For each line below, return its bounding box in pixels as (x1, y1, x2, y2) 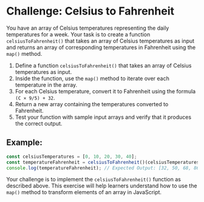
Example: (6, 138, 42, 148)
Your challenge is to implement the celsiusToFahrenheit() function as (6, 176, 181, 183)
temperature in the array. (15, 81, 78, 89)
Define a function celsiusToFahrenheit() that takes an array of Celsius (15, 62, 192, 69)
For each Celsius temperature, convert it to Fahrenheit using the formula (15, 87, 196, 95)
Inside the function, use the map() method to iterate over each (15, 75, 170, 82)
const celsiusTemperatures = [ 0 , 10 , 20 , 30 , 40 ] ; (6, 153, 137, 160)
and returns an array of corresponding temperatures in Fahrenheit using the (6, 44, 196, 51)
